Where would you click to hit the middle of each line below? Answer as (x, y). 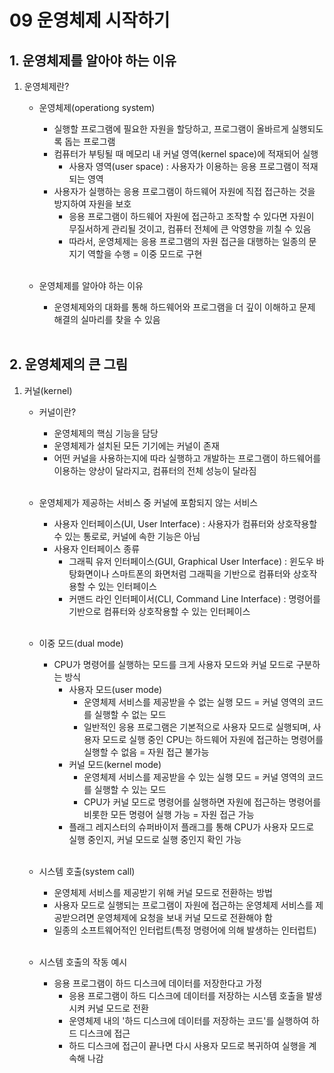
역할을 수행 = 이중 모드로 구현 (145, 254)
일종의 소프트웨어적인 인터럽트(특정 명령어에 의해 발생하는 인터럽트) (185, 930)
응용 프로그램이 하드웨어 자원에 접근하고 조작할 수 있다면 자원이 (191, 216)
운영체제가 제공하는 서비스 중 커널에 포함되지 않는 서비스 (148, 502)
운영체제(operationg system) (97, 107)
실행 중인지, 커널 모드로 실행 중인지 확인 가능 (155, 839)
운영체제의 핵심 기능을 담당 (106, 433)
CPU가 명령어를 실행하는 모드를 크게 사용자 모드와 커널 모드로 (173, 664)
